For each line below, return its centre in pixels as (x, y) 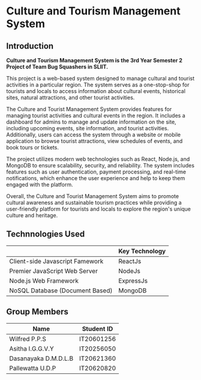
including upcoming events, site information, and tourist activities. (88, 128)
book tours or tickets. (32, 147)
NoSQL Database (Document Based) (61, 291)
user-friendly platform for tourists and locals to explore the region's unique (98, 209)
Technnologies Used (46, 234)
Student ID (97, 328)
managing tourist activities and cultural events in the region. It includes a (96, 116)
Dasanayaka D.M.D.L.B (41, 358)
